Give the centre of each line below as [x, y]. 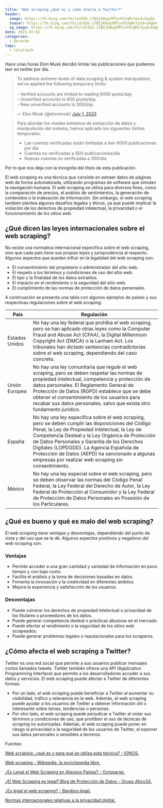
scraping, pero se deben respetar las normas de [87, 373]
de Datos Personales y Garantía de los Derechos [88, 442]
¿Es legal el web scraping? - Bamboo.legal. [48, 791]
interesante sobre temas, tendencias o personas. [61, 709]
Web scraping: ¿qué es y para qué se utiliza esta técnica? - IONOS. [72, 753]
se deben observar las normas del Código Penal [88, 480]
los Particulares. [51, 504]
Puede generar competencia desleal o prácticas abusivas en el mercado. [85, 620]
